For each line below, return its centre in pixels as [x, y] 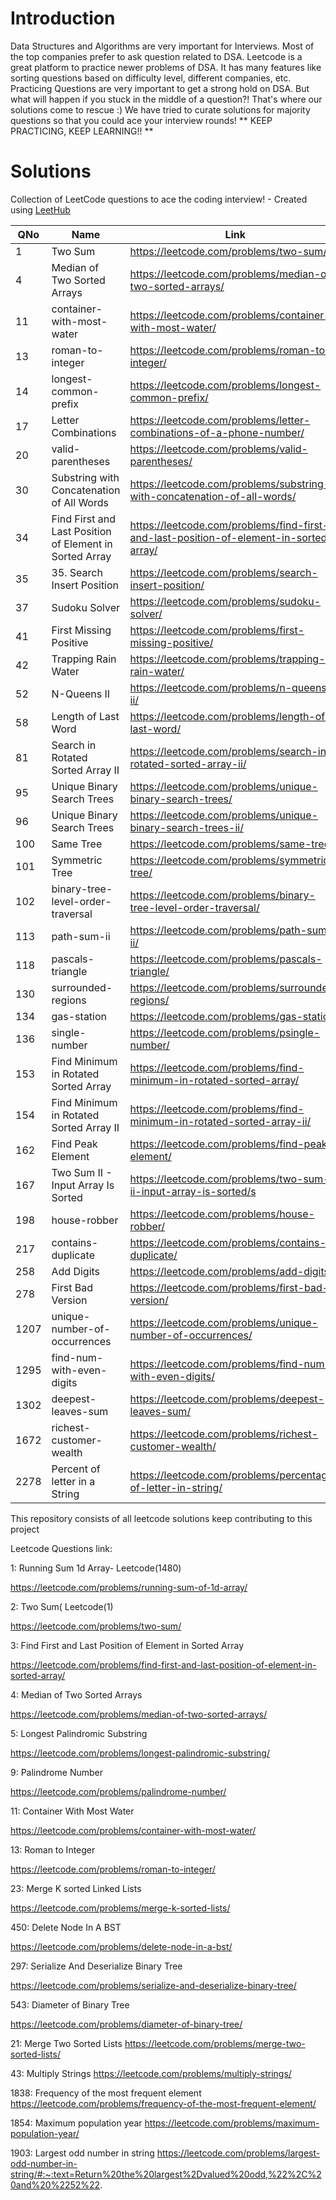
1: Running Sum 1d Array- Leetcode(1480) [96, 1568]
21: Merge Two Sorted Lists [66, 2043]
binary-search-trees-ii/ [186, 827]
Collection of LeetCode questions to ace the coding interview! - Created [159, 199]
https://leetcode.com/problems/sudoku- [225, 601]
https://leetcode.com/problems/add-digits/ [231, 1271]
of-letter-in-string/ [176, 1487]
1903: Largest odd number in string [82, 2153]
